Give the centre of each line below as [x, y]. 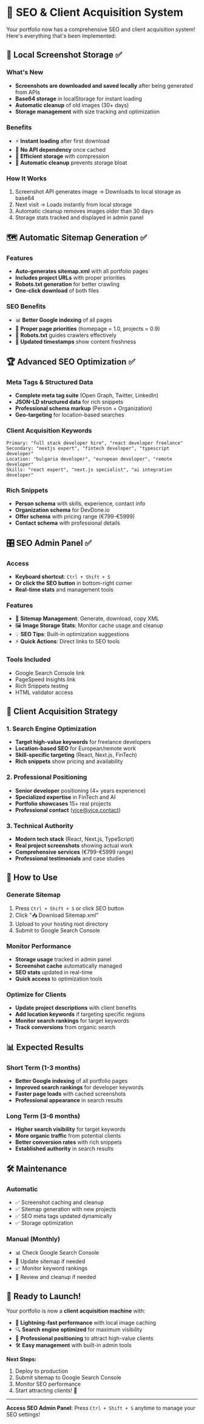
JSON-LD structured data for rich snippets [69, 402]
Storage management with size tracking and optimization [87, 112]
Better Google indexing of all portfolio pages [71, 1081]
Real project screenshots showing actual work [74, 846]
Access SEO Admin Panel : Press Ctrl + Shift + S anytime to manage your [101, 1408]
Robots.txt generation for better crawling [67, 284]
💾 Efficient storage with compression [62, 156]
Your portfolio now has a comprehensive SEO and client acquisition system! [101, 29]
